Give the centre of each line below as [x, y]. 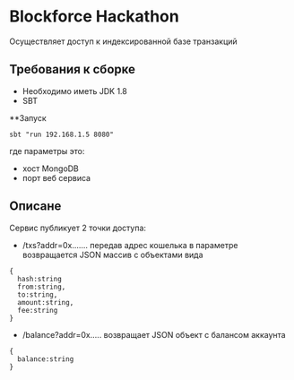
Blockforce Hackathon [94, 17]
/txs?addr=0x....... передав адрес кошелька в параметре [130, 245]
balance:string [46, 359]
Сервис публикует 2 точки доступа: [78, 228]
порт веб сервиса [56, 177]
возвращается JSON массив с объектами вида [112, 255]
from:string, [42, 287]
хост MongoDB [50, 168]
